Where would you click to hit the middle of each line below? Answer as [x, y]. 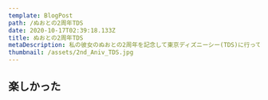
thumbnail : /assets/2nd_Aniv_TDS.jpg [71, 52]
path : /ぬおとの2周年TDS [46, 23]
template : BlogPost [41, 15]
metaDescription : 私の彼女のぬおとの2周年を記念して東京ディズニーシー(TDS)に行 [129, 45]
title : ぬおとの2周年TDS [46, 38]
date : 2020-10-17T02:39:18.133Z [62, 30]
